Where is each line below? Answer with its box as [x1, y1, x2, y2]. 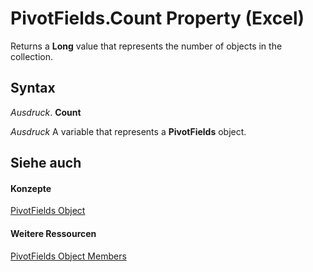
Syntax [10, 80, 56, 97]
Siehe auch [10, 155, 82, 172]
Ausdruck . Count [10, 106, 82, 118]
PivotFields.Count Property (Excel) [10, 7, 305, 30]
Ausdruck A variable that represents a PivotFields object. [10, 125, 247, 137]
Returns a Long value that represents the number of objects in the [10, 40, 283, 52]
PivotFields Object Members [10, 250, 127, 262]
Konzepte [10, 182, 52, 194]
